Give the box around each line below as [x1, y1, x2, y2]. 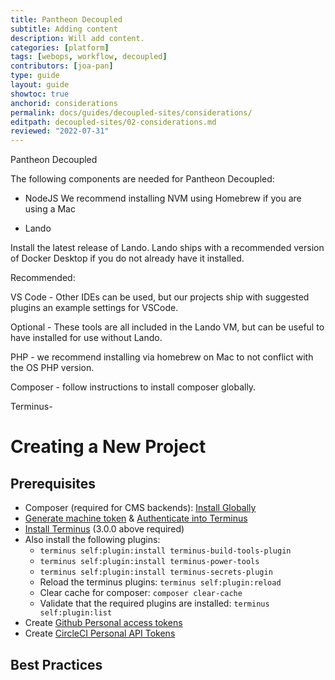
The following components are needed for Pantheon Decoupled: [10, 173, 275, 185]
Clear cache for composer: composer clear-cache [39, 587, 243, 599]
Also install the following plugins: [24, 534, 161, 546]
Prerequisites [10, 475, 96, 492]
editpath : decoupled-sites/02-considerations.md [10, 117, 217, 127]
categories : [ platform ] [10, 42, 110, 53]
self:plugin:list [39, 608, 113, 618]
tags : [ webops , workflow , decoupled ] [10, 52, 168, 62]
